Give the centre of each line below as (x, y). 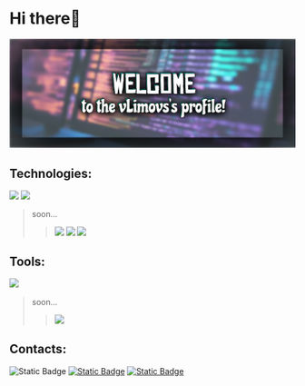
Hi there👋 (45, 19)
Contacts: (38, 349)
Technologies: (51, 173)
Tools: (27, 261)
